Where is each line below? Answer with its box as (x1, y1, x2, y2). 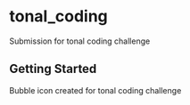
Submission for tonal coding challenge (9, 36, 151, 46)
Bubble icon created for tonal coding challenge (9, 85, 182, 95)
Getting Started (9, 61, 97, 77)
